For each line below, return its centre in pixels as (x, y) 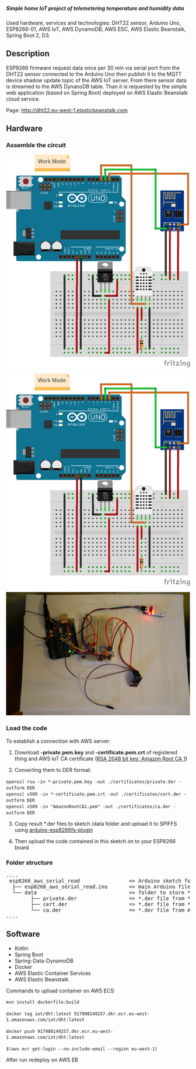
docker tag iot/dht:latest (39, 1014)
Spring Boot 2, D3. (28, 35)
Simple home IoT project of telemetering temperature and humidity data (95, 8)
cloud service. (23, 99)
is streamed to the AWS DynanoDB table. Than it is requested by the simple (97, 86)
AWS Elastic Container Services (53, 973)
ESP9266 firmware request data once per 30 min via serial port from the (93, 68)
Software (23, 934)
